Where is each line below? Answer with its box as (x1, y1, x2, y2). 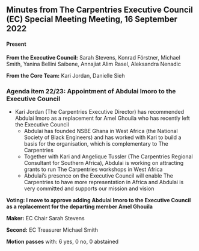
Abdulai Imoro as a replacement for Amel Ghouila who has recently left (14, 114, 191, 122)
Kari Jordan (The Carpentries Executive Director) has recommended (14, 108, 185, 115)
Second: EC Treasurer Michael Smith (6, 226, 98, 234)
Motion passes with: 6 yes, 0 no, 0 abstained (6, 238, 119, 245)
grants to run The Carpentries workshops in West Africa (23, 166, 163, 173)
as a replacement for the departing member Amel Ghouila (6, 203, 153, 210)
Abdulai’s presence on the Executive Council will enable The (23, 172, 173, 179)
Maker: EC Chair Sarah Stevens (6, 214, 85, 222)
